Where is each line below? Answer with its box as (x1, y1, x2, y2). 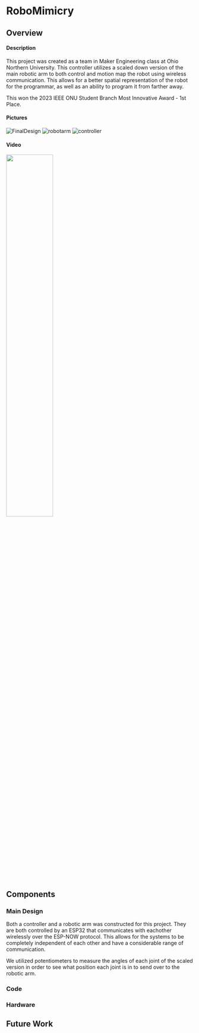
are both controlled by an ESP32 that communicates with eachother (6, 927, 172, 934)
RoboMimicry (6, 4, 74, 18)
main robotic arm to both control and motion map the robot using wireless (6, 70, 187, 77)
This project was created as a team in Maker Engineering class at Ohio (6, 58, 179, 65)
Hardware (6, 1000, 36, 1009)
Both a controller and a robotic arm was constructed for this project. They (6, 920, 187, 927)
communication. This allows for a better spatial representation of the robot (6, 76, 188, 84)
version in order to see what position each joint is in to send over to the (6, 963, 180, 971)
